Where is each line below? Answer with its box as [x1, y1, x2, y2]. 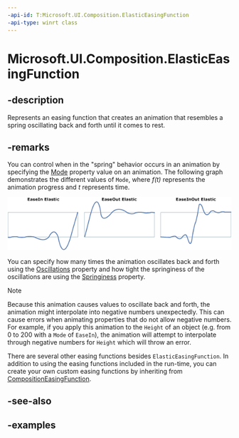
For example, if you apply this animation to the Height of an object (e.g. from [7, 322, 231, 331]
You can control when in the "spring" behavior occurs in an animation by [7, 161, 221, 169]
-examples [7, 419, 56, 432]
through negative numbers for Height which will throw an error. [7, 337, 192, 346]
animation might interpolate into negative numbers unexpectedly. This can [7, 307, 225, 316]
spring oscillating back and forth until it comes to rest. [7, 121, 166, 129]
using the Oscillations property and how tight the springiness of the [7, 265, 205, 273]
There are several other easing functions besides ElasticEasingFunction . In [7, 352, 229, 360]
